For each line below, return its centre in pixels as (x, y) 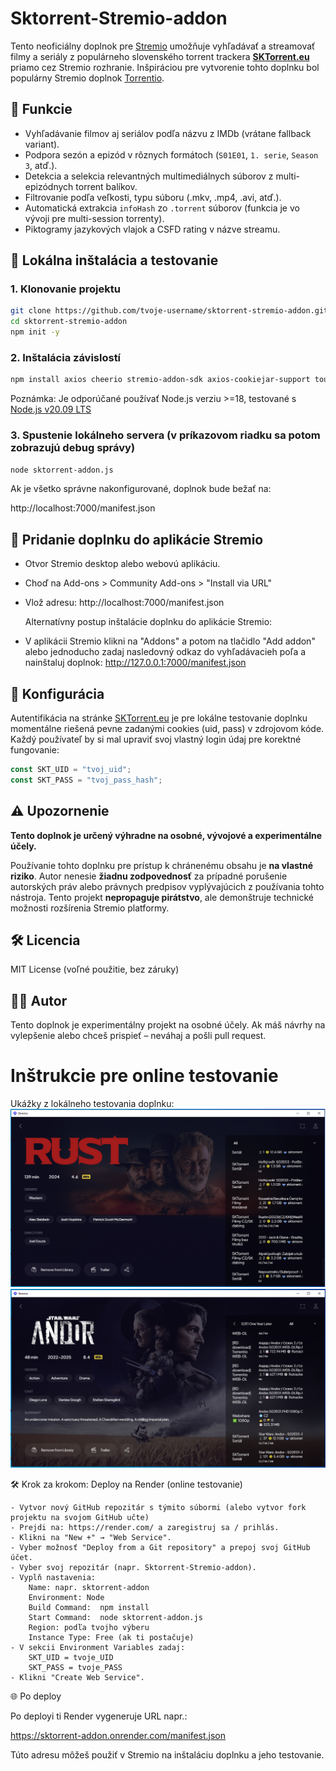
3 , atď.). (41, 165)
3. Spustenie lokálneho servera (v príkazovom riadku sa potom (165, 435)
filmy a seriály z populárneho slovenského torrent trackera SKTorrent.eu (160, 56)
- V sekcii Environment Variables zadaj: (98, 1647)
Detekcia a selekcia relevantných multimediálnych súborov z (149, 176)
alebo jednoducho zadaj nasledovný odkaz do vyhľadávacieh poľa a (165, 652)
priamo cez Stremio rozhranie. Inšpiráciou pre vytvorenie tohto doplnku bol (165, 67)
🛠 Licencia (45, 940)
